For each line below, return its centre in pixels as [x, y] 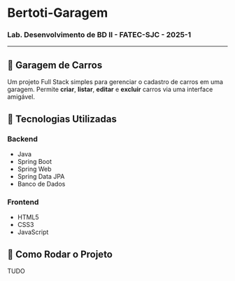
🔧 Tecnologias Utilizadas [62, 119]
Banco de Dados [41, 184]
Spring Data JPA [41, 176]
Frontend [23, 202]
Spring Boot [35, 161]
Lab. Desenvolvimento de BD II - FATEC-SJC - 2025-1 [99, 35]
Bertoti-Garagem [58, 13]
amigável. [21, 97]
